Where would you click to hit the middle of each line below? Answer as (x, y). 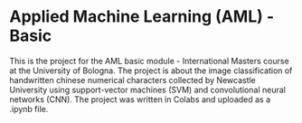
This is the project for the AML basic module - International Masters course (149, 61)
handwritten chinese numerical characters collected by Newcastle (132, 80)
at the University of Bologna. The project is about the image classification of (151, 71)
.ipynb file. (29, 109)
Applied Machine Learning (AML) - (142, 17)
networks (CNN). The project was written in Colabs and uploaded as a (140, 99)
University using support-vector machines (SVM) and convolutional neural (148, 90)
